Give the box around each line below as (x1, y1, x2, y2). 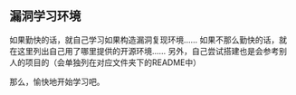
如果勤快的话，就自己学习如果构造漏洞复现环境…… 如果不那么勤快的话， (9, 34, 280, 45)
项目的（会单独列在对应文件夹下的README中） (24, 57, 202, 68)
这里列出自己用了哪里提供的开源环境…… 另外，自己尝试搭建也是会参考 (16, 45, 280, 56)
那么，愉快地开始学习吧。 (9, 76, 105, 87)
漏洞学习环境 (9, 8, 81, 24)
